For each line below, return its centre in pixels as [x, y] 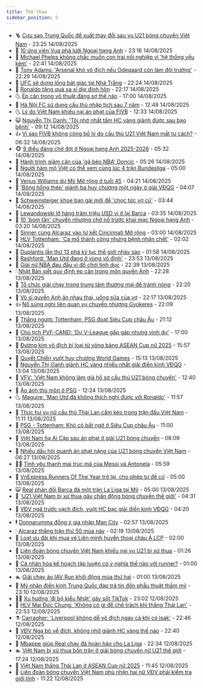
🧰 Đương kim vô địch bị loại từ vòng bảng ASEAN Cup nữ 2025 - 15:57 [102, 345]
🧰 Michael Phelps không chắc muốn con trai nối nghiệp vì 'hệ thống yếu [105, 57]
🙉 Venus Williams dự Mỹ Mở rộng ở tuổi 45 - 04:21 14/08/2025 [93, 181]
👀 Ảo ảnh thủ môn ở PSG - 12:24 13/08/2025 [70, 390]
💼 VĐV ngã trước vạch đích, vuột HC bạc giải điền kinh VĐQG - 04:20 [102, 509]
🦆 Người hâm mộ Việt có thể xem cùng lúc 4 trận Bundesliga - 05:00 [100, 168]
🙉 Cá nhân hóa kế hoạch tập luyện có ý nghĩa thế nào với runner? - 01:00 [106, 563]
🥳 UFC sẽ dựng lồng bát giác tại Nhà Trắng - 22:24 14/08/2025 [94, 83]
